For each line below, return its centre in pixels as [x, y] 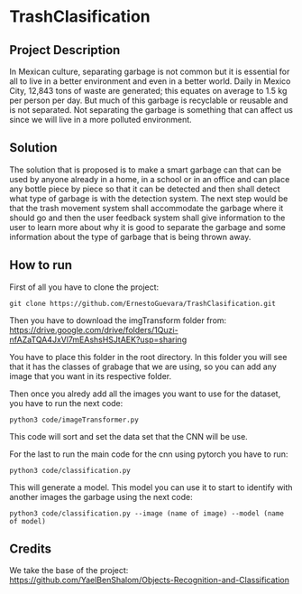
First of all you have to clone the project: [84, 287]
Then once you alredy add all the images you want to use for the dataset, [145, 394]
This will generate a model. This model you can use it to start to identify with [151, 487]
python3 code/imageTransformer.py [74, 420]
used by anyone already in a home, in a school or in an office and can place [150, 179]
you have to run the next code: [66, 403]
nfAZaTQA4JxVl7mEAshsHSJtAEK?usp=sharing [98, 339]
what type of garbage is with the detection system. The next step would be [149, 198]
